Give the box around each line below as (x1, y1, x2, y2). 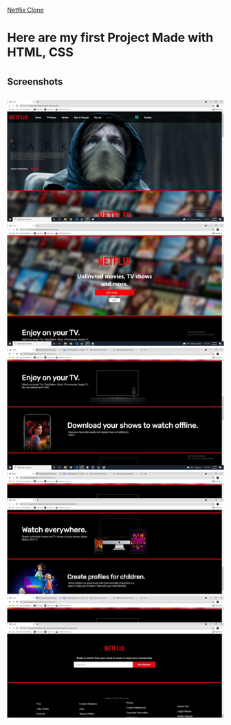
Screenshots (7, 76, 63, 88)
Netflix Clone (7, 6, 44, 14)
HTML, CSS (7, 45, 74, 61)
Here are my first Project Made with (7, 30, 214, 45)
